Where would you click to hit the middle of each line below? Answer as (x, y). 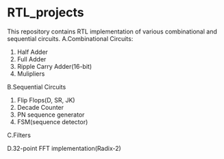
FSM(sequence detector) (52, 121)
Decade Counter (40, 107)
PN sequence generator (51, 115)
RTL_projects (46, 13)
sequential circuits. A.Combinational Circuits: (70, 38)
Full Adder (32, 59)
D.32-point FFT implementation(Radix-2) (64, 148)
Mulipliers (31, 74)
